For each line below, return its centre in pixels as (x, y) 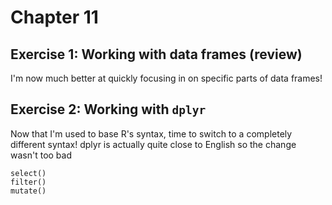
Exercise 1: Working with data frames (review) (156, 54)
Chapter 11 (54, 17)
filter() (28, 182)
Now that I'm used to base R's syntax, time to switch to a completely (151, 133)
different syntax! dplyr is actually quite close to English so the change (153, 144)
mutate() (28, 191)
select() (28, 173)
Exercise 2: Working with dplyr (108, 109)
